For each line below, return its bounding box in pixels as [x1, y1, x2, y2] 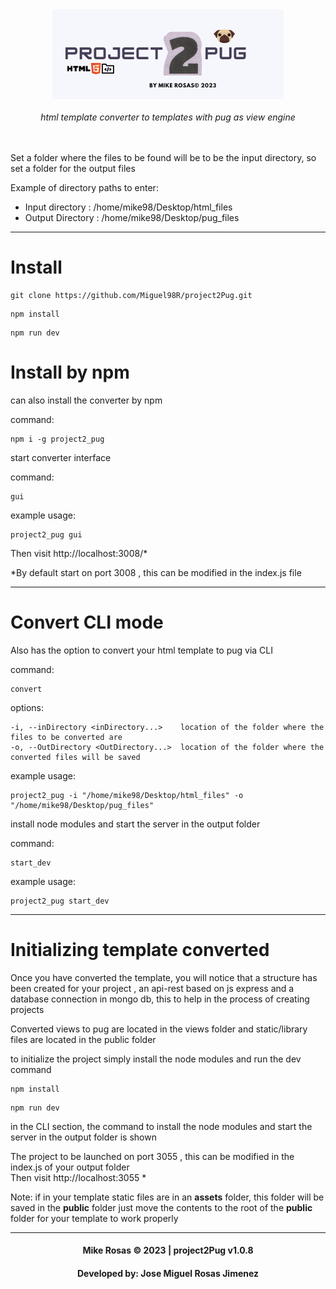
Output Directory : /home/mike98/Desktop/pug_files [24, 212, 240, 223]
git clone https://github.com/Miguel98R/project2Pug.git [10, 290, 253, 300]
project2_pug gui [10, 529, 83, 540]
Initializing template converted [10, 939, 270, 961]
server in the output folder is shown [10, 1131, 157, 1143]
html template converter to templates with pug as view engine [40, 111, 296, 123]
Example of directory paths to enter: [10, 182, 159, 193]
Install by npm [10, 361, 130, 384]
